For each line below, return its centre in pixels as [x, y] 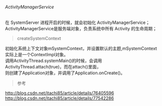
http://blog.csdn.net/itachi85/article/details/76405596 [59, 93]
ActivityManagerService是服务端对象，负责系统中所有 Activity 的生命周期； [81, 29]
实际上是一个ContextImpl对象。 [37, 55]
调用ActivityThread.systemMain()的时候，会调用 [54, 61]
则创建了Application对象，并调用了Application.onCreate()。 [65, 73]
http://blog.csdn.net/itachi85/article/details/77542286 [59, 98]
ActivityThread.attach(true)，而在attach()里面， [53, 67]
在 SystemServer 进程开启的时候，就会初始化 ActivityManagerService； [78, 22]
